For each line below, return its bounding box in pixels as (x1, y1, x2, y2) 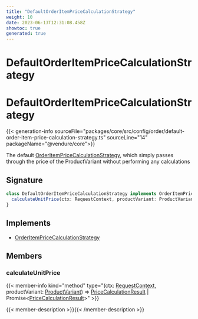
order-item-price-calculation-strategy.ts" (6, 134, 106, 141)
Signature (6, 175, 43, 185)
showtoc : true (6, 25, 41, 31)
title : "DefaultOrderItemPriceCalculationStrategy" (6, 8, 136, 15)
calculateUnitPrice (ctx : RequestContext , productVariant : (11, 196, 157, 202)
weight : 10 (6, 14, 33, 20)
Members (6, 250, 42, 261)
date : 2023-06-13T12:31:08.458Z (6, 19, 85, 25)
